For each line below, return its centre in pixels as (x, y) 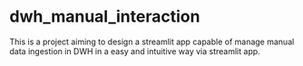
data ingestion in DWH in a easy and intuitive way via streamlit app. (135, 51)
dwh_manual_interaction (105, 17)
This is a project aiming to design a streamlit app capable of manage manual (152, 42)
